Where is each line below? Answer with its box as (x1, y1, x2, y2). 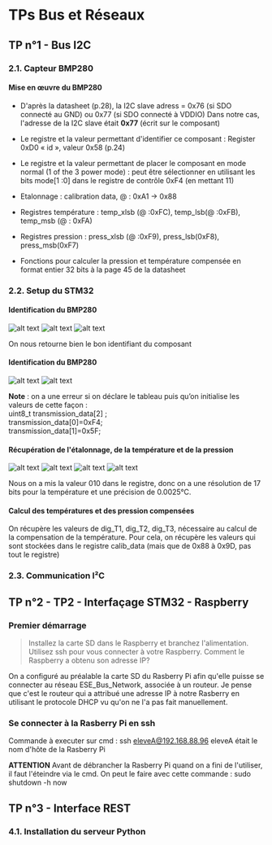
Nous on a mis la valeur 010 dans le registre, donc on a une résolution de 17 (8, 479, 261, 488)
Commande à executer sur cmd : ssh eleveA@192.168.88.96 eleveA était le (8, 736, 258, 746)
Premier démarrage (8, 620, 87, 631)
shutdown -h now (8, 777, 67, 787)
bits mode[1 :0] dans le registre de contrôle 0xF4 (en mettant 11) (19, 175, 235, 185)
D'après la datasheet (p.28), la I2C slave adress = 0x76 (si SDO (19, 100, 232, 111)
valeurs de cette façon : (8, 401, 88, 410)
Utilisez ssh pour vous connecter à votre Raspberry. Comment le (28, 647, 245, 657)
